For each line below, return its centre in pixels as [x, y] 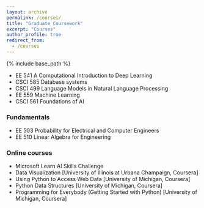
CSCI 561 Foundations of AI [49, 101]
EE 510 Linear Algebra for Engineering [63, 137]
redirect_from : [26, 40]
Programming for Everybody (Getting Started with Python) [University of [106, 192]
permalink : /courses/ [34, 18]
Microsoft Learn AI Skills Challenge [59, 166]
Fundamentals [28, 117]
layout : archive [27, 12]
